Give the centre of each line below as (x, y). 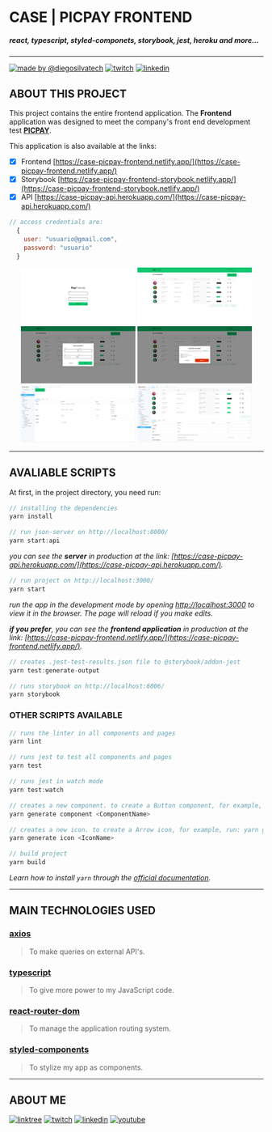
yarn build (27, 863)
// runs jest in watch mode (56, 782)
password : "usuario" (58, 248)
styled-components (49, 1049)
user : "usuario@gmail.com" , (71, 239)
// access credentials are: (56, 223)
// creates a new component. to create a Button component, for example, (136, 805)
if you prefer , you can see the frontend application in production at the (129, 629)
